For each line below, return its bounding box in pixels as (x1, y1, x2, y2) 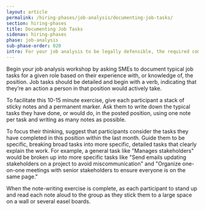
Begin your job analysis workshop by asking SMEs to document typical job (6, 65, 194, 72)
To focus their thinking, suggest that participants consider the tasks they (6, 127, 189, 135)
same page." (6, 173, 38, 180)
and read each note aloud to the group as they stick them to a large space (6, 191, 192, 198)
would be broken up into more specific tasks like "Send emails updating (6, 153, 187, 161)
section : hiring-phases (6, 20, 67, 26)
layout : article (6, 9, 48, 15)
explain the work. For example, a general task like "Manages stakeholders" (6, 147, 194, 154)
